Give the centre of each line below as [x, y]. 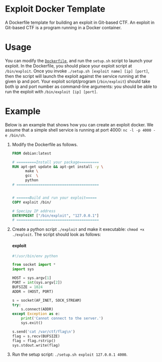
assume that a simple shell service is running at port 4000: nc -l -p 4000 [78, 130]
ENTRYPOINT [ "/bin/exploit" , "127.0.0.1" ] [55, 215]
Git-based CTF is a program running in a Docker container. [63, 27]
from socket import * [34, 265]
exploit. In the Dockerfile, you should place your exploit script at [68, 66]
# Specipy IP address [34, 211]
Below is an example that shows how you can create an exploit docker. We [79, 124]
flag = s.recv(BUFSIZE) [36, 336]
